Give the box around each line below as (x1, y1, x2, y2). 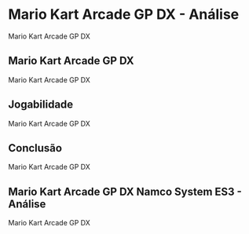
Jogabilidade (8, 98, 74, 112)
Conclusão (8, 141, 63, 155)
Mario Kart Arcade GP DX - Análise (8, 5, 240, 24)
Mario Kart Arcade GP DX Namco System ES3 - (8, 185, 242, 198)
